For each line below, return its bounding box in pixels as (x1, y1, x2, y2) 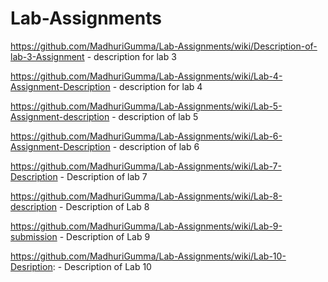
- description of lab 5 (111, 110, 199, 122)
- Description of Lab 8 (59, 200, 150, 212)
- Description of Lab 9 (59, 230, 151, 242)
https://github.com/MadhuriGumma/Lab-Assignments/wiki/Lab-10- (10, 250, 287, 262)
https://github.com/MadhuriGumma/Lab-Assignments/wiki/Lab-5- (10, 100, 283, 112)
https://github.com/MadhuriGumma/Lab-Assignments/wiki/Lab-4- (10, 70, 283, 82)
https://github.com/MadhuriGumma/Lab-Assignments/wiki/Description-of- (10, 40, 318, 52)
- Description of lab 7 (59, 170, 148, 182)
